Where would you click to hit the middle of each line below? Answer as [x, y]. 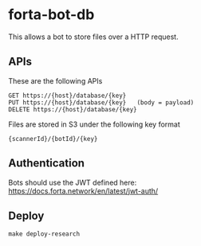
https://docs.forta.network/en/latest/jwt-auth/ [83, 191]
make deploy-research [44, 234]
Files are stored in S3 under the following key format [95, 124]
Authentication [47, 164]
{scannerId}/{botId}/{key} [53, 139]
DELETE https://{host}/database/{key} [73, 109]
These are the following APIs [55, 80]
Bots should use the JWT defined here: [73, 182]
